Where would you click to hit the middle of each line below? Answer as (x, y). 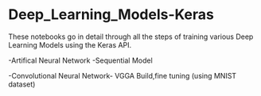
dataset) (22, 84)
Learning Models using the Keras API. (70, 44)
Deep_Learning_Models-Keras (111, 15)
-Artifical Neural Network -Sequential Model (80, 60)
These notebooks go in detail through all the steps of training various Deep (131, 36)
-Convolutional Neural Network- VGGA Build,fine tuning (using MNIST (123, 75)
